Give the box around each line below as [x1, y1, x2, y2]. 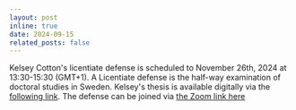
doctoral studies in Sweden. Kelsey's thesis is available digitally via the [9, 81, 271, 92]
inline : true [9, 21, 58, 30]
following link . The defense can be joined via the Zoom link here [9, 91, 246, 102]
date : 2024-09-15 [9, 30, 74, 38]
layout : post [9, 13, 58, 22]
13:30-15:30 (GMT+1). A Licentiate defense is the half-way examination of [9, 72, 281, 83]
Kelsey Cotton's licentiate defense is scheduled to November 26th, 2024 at [9, 63, 287, 73]
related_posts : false [9, 38, 91, 47]
